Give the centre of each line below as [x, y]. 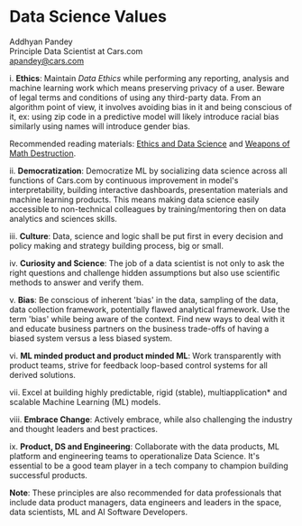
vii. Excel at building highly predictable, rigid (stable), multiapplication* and [148, 392]
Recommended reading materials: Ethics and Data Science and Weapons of [150, 143]
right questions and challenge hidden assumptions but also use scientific [145, 272]
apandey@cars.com [46, 60]
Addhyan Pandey [41, 42]
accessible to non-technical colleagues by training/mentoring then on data [148, 208]
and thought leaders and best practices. [83, 429]
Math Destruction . [43, 153]
